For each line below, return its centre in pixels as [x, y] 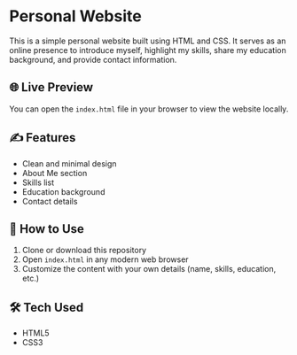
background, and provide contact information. [93, 59]
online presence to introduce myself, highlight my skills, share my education [148, 50]
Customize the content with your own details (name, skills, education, [149, 269]
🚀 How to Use [47, 229]
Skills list [38, 182]
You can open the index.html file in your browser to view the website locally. [149, 109]
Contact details [50, 201]
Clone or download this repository [84, 251]
